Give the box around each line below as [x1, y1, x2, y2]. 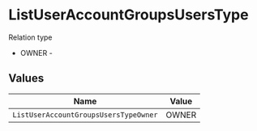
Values [8, 71, 45, 86]
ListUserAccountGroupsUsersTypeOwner [12, 110, 158, 119]
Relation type [8, 32, 53, 42]
